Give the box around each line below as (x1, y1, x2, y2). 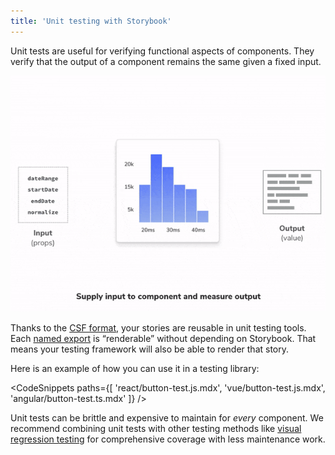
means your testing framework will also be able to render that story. (10, 343, 290, 355)
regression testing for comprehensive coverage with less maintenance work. (10, 433, 326, 445)
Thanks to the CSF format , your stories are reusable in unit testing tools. (10, 321, 307, 334)
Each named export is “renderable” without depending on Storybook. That (10, 332, 317, 344)
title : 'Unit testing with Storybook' (10, 16, 172, 26)
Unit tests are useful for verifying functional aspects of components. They (10, 45, 315, 57)
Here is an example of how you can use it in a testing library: (10, 362, 260, 374)
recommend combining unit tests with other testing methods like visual (10, 422, 302, 434)
